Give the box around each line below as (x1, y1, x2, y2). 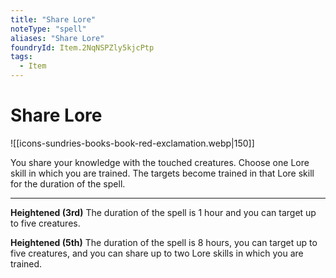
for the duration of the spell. (10, 177, 126, 190)
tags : (10, 52, 33, 62)
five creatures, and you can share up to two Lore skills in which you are (10, 247, 304, 259)
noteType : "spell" (10, 24, 87, 34)
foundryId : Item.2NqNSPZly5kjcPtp (10, 42, 155, 53)
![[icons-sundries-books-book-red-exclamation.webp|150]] (10, 137, 255, 149)
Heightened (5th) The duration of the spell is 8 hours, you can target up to (10, 236, 318, 248)
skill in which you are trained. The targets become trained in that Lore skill (10, 167, 315, 179)
